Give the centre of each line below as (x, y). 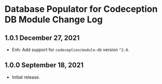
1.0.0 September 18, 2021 (44, 65)
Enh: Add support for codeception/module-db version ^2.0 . (70, 50)
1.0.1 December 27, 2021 (42, 38)
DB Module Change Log (54, 20)
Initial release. (26, 77)
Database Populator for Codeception (81, 9)
